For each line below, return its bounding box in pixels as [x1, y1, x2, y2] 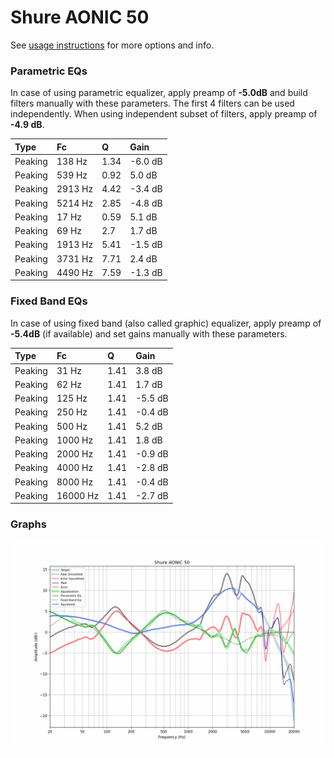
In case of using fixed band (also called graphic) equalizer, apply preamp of [10, 317, 322, 329]
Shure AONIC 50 [10, 6, 150, 29]
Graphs [10, 517, 47, 531]
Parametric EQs [10, 64, 88, 78]
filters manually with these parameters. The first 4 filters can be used [10, 97, 295, 110]
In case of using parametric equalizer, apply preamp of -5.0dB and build [10, 87, 308, 99]
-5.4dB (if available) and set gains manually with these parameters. [10, 327, 288, 340]
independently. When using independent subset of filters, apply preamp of [10, 108, 318, 120]
